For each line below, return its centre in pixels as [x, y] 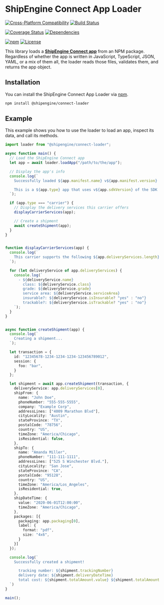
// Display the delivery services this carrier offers [71, 208]
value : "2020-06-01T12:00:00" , [50, 503]
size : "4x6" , [36, 535]
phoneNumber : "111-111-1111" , [49, 457]
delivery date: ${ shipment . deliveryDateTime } [66, 575]
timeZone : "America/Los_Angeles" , [54, 484]
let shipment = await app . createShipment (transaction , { [69, 384]
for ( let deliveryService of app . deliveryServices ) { [66, 271]
